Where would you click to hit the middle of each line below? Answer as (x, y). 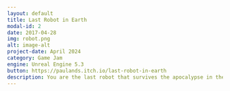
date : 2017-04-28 (32, 32)
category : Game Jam (35, 58)
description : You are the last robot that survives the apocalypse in (110, 77)
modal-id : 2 (24, 26)
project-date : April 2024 (44, 52)
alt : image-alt (29, 45)
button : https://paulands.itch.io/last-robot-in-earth (87, 70)
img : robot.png (29, 39)
